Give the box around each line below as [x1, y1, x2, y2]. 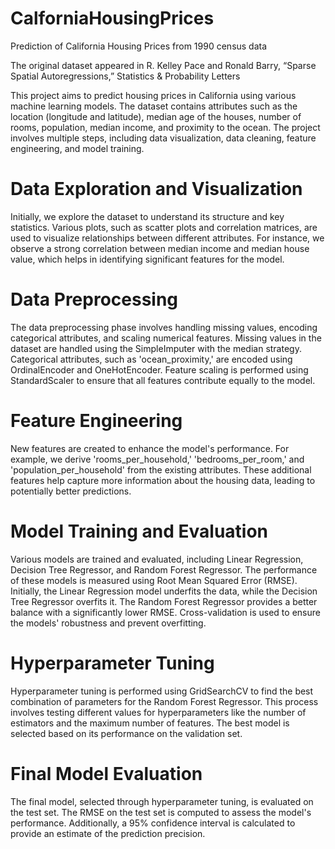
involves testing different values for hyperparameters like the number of [10, 706, 307, 718]
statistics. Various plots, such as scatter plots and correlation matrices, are [10, 221, 318, 233]
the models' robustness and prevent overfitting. [10, 617, 207, 629]
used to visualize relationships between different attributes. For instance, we [10, 232, 325, 244]
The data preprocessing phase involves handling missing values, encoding [10, 321, 318, 333]
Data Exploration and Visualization [10, 178, 303, 201]
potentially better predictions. [10, 485, 132, 497]
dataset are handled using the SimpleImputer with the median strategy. [10, 342, 302, 354]
